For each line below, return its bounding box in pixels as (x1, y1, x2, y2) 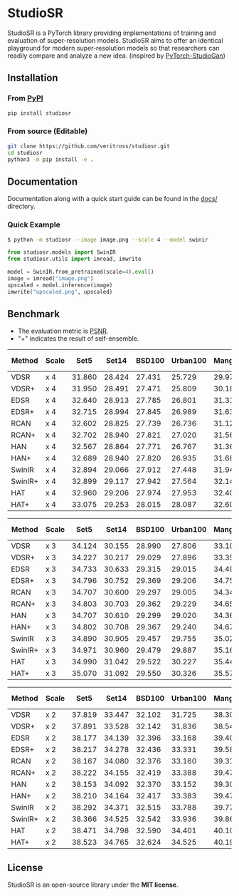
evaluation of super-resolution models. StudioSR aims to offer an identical (7, 36, 223, 44)
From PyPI (7, 93, 44, 103)
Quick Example (7, 220, 60, 230)
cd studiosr (7, 149, 43, 156)
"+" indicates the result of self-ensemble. (17, 334, 139, 343)
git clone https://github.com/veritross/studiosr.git (7, 143, 171, 150)
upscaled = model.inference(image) (7, 282, 113, 289)
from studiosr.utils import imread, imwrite (7, 255, 142, 263)
